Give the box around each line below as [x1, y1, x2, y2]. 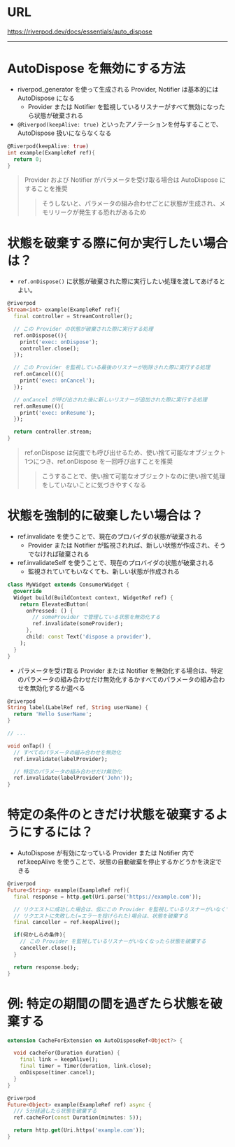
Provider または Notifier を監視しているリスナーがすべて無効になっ [27, 102, 219, 111]
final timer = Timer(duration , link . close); [20, 1062, 152, 1070]
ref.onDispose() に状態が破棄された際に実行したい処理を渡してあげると [17, 277, 226, 285]
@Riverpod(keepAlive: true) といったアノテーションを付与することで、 [17, 120, 222, 128]
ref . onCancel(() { [13, 371, 64, 378]
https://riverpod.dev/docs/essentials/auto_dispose [7, 27, 152, 36]
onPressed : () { [25, 607, 73, 614]
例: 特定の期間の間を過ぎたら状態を [7, 996, 211, 1011]
